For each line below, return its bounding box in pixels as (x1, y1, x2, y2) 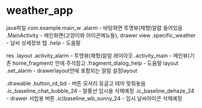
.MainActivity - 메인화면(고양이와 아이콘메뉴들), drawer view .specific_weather (6, 31, 196, 39)
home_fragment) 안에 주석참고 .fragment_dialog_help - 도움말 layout (12, 59, 179, 67)
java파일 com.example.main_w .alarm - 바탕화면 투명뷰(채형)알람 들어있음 (6, 24, 183, 31)
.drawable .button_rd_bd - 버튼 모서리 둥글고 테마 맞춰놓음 (6, 79, 146, 87)
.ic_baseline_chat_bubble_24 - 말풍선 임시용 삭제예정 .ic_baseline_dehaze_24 (6, 87, 195, 94)
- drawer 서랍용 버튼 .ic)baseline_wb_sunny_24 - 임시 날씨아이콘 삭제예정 (6, 94, 182, 102)
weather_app (6, 4, 73, 17)
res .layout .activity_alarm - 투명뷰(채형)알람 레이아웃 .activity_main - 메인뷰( (6, 52, 190, 59)
